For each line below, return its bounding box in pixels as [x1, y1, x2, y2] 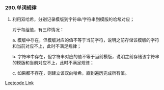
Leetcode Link [5, 80, 34, 86]
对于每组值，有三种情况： [12, 27, 64, 33]
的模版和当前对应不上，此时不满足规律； [12, 60, 94, 66]
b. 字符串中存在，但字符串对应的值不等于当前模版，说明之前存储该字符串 [12, 54, 160, 60]
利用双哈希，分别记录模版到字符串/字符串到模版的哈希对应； [12, 16, 135, 22]
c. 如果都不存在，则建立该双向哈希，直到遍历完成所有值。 [12, 70, 129, 76]
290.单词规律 [5, 4, 37, 11]
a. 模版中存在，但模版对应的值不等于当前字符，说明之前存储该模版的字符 [12, 37, 160, 43]
